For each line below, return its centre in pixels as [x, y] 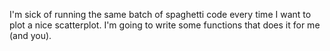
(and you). [30, 35]
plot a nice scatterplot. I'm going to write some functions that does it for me [165, 25]
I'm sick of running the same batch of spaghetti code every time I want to [160, 14]
